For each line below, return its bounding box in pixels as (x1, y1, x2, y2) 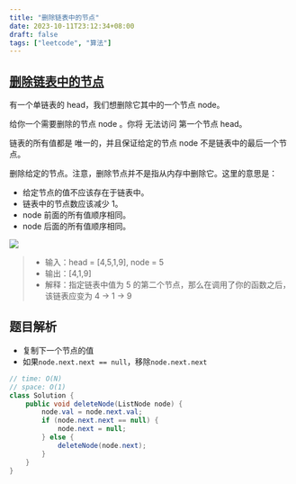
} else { (41, 433, 75, 442)
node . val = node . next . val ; (41, 408, 143, 417)
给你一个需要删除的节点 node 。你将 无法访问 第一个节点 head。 (9, 119, 247, 130)
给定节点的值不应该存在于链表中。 (22, 187, 149, 198)
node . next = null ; (57, 425, 127, 434)
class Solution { (9, 390, 75, 400)
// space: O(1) (9, 382, 67, 391)
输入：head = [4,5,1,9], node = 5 (44, 257, 165, 268)
